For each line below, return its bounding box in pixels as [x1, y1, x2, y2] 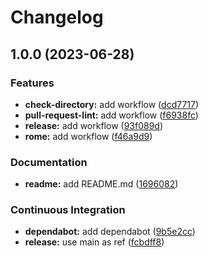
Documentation [10, 155, 88, 169]
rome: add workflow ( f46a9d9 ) [24, 130, 153, 142]
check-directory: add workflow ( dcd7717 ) [24, 98, 200, 110]
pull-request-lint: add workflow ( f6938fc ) [24, 109, 199, 121]
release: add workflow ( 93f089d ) [24, 119, 164, 131]
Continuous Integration [10, 203, 126, 217]
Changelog [10, 6, 104, 29]
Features [10, 76, 55, 90]
